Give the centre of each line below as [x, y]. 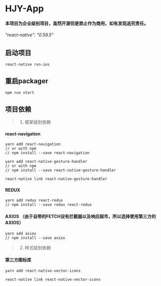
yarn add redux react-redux [34, 201]
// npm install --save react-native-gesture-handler [61, 170]
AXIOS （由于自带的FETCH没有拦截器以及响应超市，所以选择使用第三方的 [80, 216]
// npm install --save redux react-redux [49, 205]
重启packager [27, 81]
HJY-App [25, 9]
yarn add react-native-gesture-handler [46, 162]
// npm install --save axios [35, 238]
